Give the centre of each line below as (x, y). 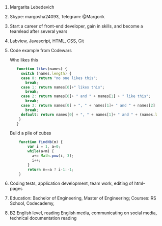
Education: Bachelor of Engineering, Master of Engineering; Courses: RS (83, 198)
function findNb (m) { (41, 142)
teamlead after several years (39, 31)
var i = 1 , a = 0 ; (44, 147)
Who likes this (24, 60)
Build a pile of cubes (30, 133)
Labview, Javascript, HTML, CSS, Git (47, 41)
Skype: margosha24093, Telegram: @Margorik (57, 16)
